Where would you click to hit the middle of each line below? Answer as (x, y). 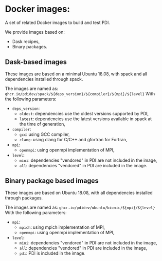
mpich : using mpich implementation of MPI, (62, 227)
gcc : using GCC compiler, (45, 134)
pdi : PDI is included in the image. (52, 253)
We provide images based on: (35, 32)
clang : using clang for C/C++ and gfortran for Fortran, (73, 139)
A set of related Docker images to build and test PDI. (58, 22)
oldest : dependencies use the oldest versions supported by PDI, (84, 113)
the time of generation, (42, 124)
